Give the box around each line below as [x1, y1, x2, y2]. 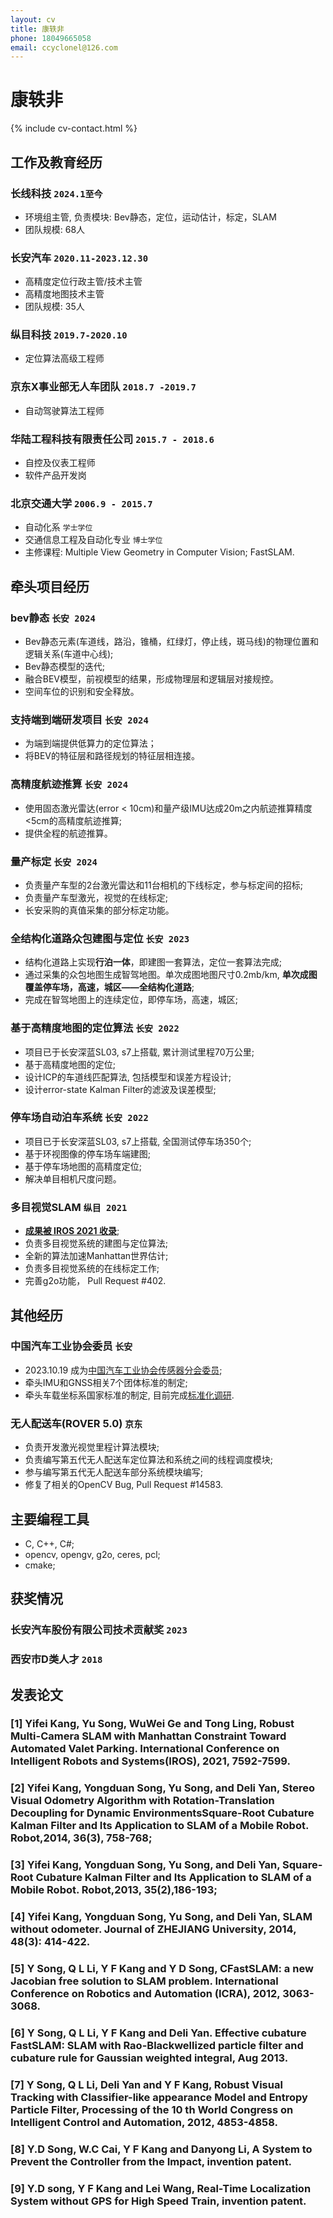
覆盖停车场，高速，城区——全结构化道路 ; [24, 981, 195, 993]
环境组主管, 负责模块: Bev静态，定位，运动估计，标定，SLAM [24, 211, 277, 223]
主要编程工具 [10, 1511, 90, 1528]
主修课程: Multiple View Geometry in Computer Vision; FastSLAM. [24, 546, 295, 558]
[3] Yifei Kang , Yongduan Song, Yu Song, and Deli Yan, [10, 1858, 281, 1872]
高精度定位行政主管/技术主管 [24, 276, 143, 288]
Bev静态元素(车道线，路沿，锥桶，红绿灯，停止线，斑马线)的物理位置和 [24, 636, 319, 648]
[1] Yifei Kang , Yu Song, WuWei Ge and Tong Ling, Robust [10, 1717, 295, 1731]
